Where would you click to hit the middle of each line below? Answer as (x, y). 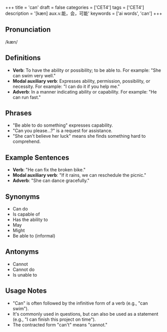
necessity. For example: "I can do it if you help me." (66, 86)
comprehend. (27, 141)
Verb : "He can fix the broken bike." (49, 170)
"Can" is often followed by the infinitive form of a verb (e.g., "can (80, 303)
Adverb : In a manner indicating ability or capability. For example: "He (85, 92)
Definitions (23, 58)
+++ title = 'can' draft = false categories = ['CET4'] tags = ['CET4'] (75, 7)
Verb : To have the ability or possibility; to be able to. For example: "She (87, 70)
